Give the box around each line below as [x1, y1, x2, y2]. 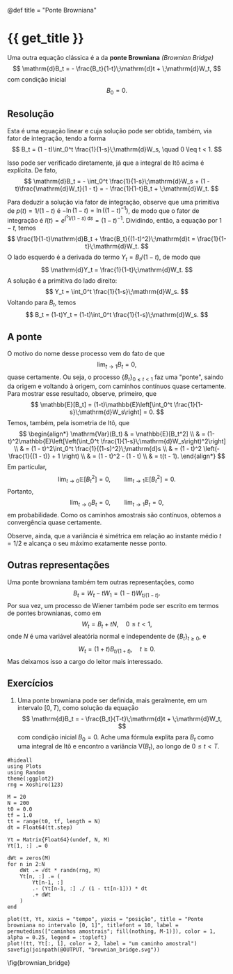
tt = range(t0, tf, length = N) [7, 818, 101, 825]
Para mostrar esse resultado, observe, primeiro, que [7, 389, 157, 397]
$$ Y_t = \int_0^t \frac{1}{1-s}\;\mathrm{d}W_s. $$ [45, 287, 189, 295]
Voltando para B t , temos [7, 298, 77, 308]
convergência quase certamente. [7, 518, 102, 526]
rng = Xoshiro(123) [7, 781, 64, 788]
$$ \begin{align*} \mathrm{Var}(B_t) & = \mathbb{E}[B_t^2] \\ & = [18, 429, 206, 438]
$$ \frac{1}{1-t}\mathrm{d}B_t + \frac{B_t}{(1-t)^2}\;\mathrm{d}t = [7, 234, 196, 243]
